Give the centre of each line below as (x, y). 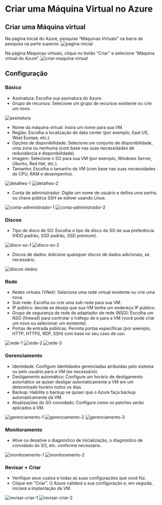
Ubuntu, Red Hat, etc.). (35, 163)
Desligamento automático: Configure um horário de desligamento (77, 377)
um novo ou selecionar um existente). (49, 323)
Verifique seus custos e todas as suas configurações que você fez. (79, 478)
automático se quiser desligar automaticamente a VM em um (73, 382)
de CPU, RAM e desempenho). (43, 174)
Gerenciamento (24, 356)
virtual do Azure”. (22, 58)
